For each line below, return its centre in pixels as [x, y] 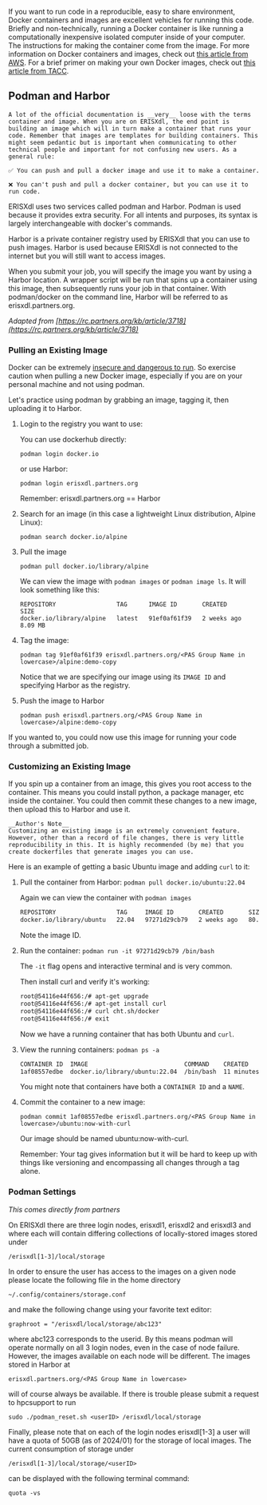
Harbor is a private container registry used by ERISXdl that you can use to [129, 238]
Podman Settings [42, 1192]
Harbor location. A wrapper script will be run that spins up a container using [133, 280]
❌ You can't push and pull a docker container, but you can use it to [128, 184]
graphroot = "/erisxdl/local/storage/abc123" [85, 1324]
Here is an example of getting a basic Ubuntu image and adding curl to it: [129, 867]
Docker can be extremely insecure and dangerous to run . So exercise [122, 368]
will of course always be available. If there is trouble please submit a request [133, 1394]
